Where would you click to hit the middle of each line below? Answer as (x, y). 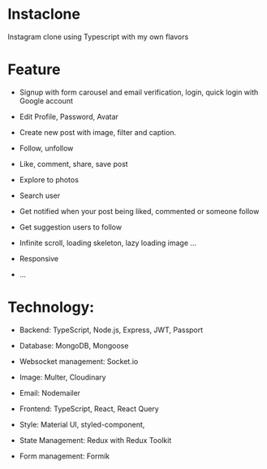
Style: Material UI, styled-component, (82, 424)
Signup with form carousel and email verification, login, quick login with (139, 92)
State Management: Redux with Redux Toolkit (95, 440)
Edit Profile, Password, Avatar (69, 116)
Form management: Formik (65, 456)
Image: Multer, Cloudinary (62, 377)
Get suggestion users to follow (71, 227)
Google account (46, 101)
